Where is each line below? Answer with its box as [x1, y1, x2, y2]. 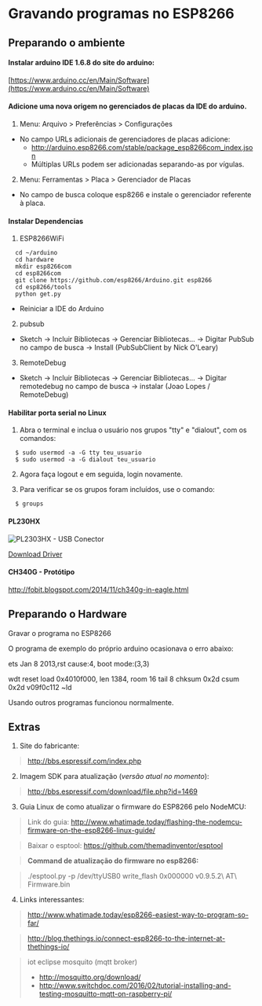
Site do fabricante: [19, 741, 80, 751]
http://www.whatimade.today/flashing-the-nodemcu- [71, 817, 243, 827]
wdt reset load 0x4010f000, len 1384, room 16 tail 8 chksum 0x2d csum [8, 674, 239, 684]
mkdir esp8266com [15, 263, 72, 271]
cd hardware [15, 256, 55, 264]
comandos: [19, 434, 56, 443]
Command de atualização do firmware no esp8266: [27, 856, 199, 865]
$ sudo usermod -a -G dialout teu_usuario [15, 456, 156, 464]
